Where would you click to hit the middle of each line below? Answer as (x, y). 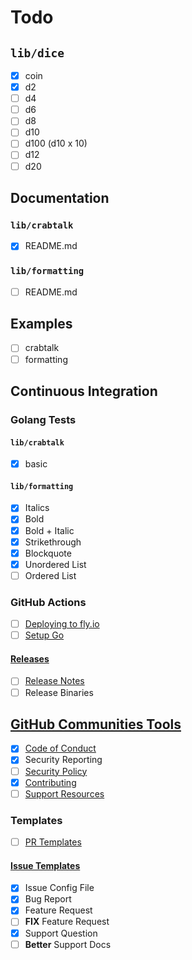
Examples (41, 324)
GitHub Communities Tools (96, 724)
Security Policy (56, 771)
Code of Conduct (60, 748)
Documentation (60, 197)
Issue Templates (45, 865)
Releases (30, 658)
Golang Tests (43, 419)
